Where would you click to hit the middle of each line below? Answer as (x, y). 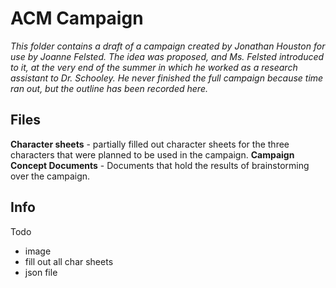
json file (41, 272)
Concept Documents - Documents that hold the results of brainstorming (160, 165)
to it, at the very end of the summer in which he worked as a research (154, 67)
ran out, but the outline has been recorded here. (109, 88)
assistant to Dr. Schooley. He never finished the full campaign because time (167, 78)
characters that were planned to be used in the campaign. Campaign (152, 154)
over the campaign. (50, 176)
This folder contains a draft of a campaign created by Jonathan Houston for (168, 46)
